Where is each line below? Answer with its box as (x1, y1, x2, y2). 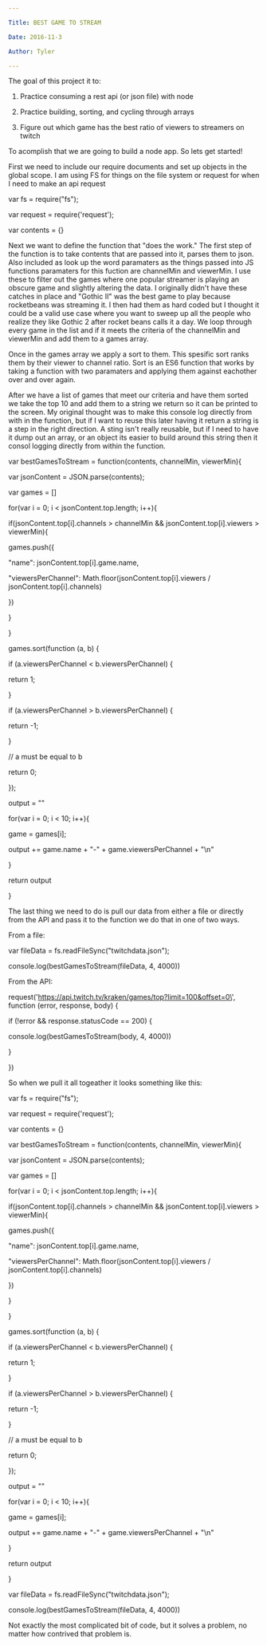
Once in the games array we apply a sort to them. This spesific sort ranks (8, 349, 249, 359)
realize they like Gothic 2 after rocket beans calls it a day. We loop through (8, 317, 253, 327)
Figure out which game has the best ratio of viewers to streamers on (19, 123, 245, 132)
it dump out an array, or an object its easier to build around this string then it (8, 432, 258, 443)
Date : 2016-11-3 (8, 33, 62, 41)
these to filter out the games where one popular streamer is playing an (8, 274, 240, 284)
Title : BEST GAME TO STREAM (8, 18, 102, 26)
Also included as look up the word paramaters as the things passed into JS (8, 258, 254, 267)
